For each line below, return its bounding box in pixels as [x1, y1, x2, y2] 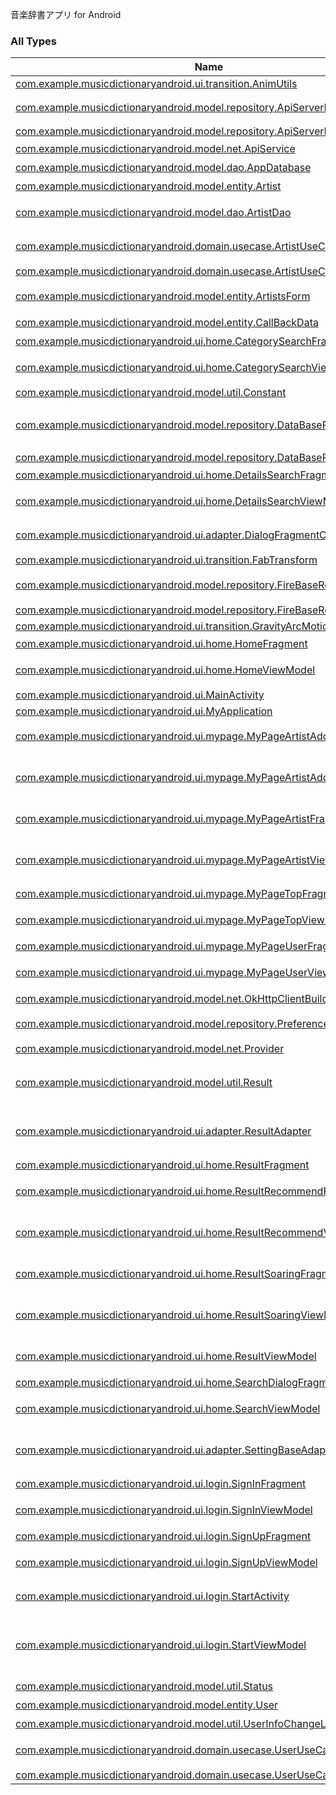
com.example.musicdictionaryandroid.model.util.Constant [15, 386, 287, 400]
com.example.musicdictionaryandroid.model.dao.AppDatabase [15, 161, 312, 175]
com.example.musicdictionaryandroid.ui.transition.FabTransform [15, 553, 318, 567]
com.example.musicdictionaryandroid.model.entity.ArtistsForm [15, 289, 311, 303]
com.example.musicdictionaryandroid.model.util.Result [15, 1076, 273, 1090]
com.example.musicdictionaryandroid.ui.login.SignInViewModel [15, 1503, 313, 1517]
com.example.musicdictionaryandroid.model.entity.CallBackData [15, 316, 319, 330]
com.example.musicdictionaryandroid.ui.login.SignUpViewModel [15, 1556, 318, 1570]
